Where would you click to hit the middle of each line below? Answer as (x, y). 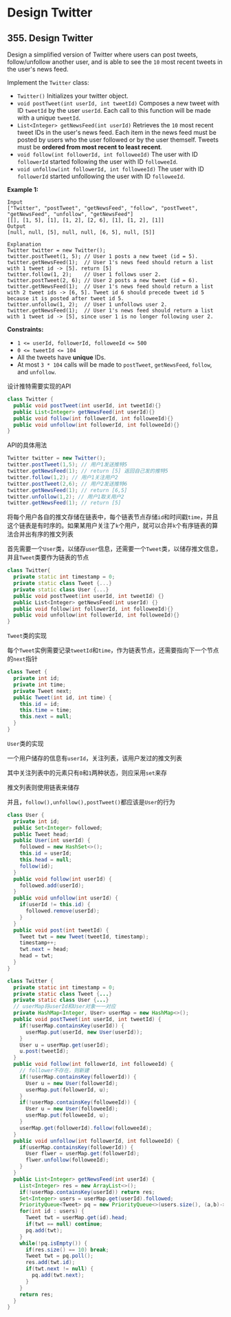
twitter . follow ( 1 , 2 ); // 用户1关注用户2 (63, 477)
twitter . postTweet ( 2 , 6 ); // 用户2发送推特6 (67, 484)
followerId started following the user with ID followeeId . (97, 162)
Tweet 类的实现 (27, 636)
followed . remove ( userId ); (62, 911)
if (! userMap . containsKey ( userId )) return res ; (87, 1192)
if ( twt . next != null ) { (59, 1269)
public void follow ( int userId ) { (63, 879)
